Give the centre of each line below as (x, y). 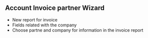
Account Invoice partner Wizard (55, 8)
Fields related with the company (44, 25)
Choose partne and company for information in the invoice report (78, 30)
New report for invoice (35, 19)
